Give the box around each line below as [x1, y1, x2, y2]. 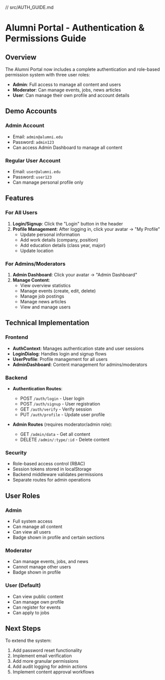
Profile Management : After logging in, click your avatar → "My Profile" [12, 226, 160, 232]
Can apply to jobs [12, 610, 50, 616]
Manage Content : [12, 277, 51, 283]
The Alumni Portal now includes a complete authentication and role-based [5, 66, 160, 72]
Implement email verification [12, 653, 72, 659]
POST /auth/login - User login [20, 395, 85, 402]
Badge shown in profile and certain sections [12, 534, 105, 540]
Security [5, 449, 27, 456]
